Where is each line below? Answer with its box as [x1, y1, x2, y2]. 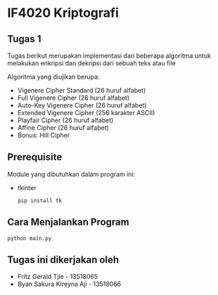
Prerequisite [7, 151, 63, 163]
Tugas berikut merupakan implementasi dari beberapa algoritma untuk [7, 51, 212, 60]
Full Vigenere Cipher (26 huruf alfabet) [17, 93, 130, 102]
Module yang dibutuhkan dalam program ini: [7, 170, 136, 178]
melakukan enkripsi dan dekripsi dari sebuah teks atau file [7, 59, 176, 67]
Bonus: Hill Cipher [17, 131, 70, 139]
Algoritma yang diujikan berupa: [7, 72, 100, 81]
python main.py [7, 235, 52, 242]
